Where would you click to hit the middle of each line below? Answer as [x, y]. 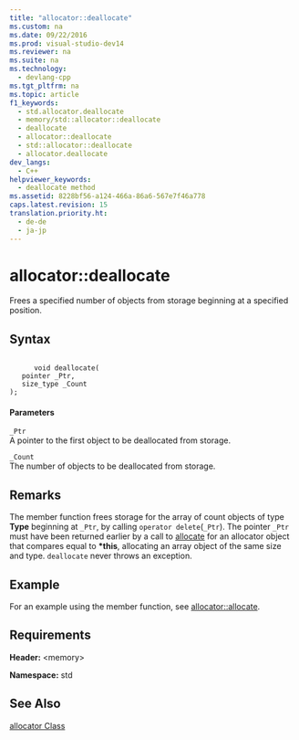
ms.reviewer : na [40, 52]
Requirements [50, 635]
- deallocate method [57, 188]
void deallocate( [67, 368]
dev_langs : [30, 162]
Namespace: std [41, 675]
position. [26, 311]
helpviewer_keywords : [51, 179]
